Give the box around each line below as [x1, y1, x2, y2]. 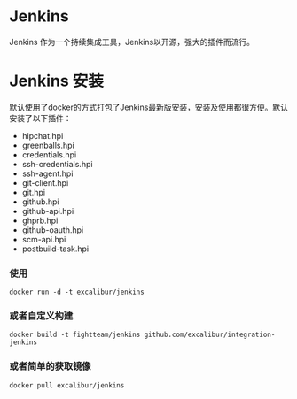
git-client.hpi [21, 177, 69, 188]
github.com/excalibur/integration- [144, 330, 276, 340]
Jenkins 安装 [9, 71, 105, 91]
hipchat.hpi [21, 130, 64, 141]
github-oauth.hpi [21, 224, 84, 235]
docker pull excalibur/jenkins [9, 380, 125, 390]
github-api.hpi [21, 205, 74, 216]
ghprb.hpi [21, 215, 59, 226]
